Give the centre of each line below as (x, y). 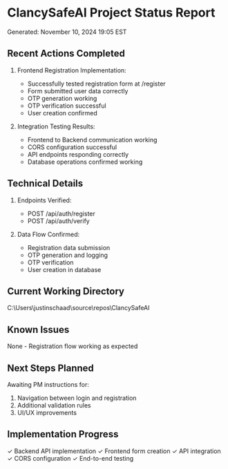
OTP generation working (62, 98)
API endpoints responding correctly (78, 154)
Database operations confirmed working (85, 162)
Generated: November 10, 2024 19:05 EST (67, 32)
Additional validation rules (54, 405)
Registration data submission (69, 247)
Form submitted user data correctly (78, 90)
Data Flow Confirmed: (48, 234)
